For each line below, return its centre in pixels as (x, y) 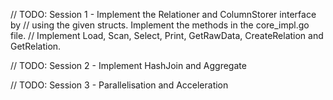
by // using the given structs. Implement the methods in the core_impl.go (160, 25)
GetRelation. (36, 46)
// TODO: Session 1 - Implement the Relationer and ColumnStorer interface (163, 14)
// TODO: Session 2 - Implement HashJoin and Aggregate (128, 65)
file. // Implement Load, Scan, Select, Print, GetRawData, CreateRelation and (167, 35)
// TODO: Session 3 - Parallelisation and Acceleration (119, 85)
